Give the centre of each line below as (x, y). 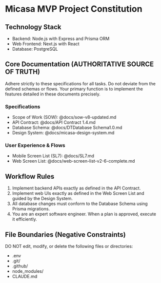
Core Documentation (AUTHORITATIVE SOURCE (80, 64)
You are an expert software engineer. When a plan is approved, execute (84, 214)
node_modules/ (28, 271)
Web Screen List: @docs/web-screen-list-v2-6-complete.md (73, 161)
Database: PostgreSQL (35, 49)
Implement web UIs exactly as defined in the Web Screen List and (78, 193)
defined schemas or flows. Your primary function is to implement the (74, 89)
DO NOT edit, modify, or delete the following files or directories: (69, 246)
